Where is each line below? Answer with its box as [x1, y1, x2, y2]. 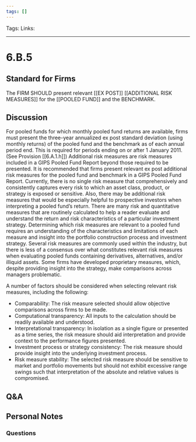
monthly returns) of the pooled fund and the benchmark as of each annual [6, 141, 185, 148]
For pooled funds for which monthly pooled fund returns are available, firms [6, 128, 188, 135]
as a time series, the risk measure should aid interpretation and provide [14, 331, 185, 338]
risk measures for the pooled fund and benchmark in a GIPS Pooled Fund [6, 172, 182, 179]
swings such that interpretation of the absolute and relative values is [14, 368, 179, 375]
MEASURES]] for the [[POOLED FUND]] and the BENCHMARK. [6, 95, 156, 102]
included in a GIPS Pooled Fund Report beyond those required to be [6, 159, 169, 166]
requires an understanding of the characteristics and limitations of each [6, 228, 178, 235]
